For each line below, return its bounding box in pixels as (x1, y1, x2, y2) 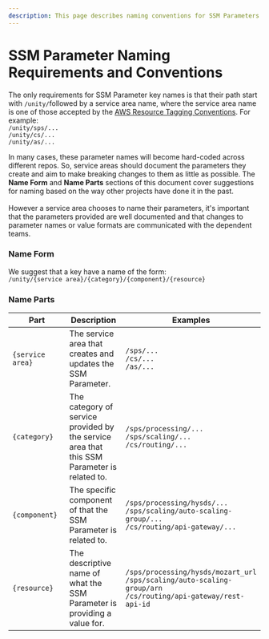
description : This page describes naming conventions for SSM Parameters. (8, 11, 263, 20)
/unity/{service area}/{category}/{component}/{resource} (8, 275, 206, 283)
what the (69, 578, 102, 589)
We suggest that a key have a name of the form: (8, 266, 167, 277)
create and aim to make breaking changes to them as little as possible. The (8, 169, 255, 179)
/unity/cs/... (8, 131, 56, 139)
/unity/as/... (8, 138, 56, 146)
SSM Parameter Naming (8, 46, 171, 64)
